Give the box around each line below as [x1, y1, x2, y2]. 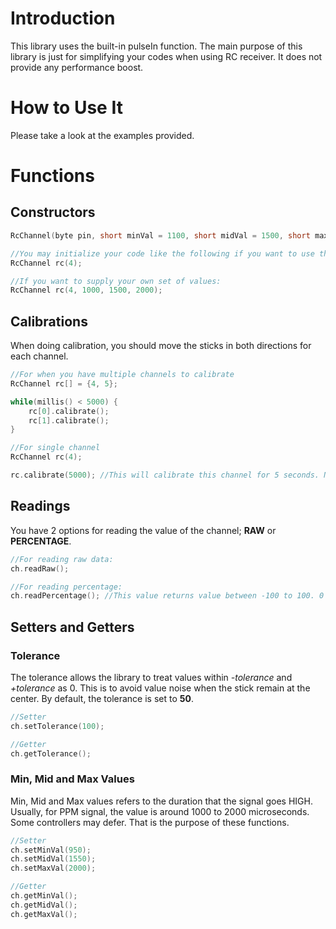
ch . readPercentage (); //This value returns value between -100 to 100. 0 [10, 591, 325, 601]
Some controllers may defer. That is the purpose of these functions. [10, 816, 290, 828]
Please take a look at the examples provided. [10, 129, 195, 141]
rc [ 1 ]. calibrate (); [28, 415, 110, 426]
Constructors [10, 204, 96, 221]
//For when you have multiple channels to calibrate [10, 370, 235, 380]
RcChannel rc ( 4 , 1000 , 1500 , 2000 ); [10, 285, 163, 296]
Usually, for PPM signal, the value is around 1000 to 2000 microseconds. [10, 805, 310, 817]
